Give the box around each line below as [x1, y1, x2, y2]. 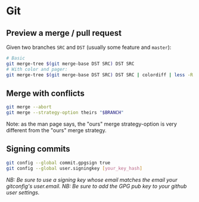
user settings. [6, 189, 40, 196]
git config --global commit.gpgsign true [6, 160, 111, 166]
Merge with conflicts [6, 88, 85, 98]
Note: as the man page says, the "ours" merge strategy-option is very [6, 120, 178, 128]
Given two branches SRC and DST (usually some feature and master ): [6, 43, 172, 51]
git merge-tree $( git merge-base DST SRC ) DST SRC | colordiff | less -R [6, 72, 194, 78]
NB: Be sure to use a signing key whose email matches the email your [6, 176, 178, 183]
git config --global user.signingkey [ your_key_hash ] [6, 165, 143, 171]
